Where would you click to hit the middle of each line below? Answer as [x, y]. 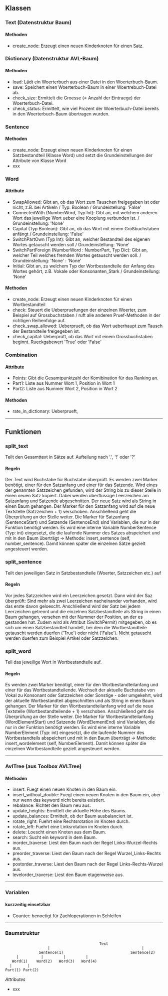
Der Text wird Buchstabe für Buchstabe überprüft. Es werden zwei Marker [81, 480]
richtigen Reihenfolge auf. [39, 321]
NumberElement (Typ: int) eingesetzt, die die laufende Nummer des [75, 733]
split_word [18, 651]
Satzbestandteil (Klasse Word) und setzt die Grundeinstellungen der [82, 155]
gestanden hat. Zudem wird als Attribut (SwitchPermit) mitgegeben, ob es [81, 622]
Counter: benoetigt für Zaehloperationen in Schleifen [67, 916]
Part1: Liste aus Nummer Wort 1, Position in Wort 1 [63, 383]
